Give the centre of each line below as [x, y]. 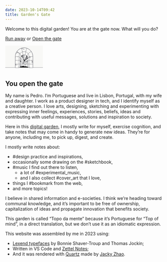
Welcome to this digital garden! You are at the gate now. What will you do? [82, 29]
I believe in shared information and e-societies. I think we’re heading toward [83, 198]
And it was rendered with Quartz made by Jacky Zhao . [69, 254]
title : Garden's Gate [28, 15]
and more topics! [30, 189]
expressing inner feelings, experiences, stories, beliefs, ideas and [73, 112]
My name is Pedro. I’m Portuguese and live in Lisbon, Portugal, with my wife [83, 96]
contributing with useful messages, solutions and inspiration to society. [79, 117]
